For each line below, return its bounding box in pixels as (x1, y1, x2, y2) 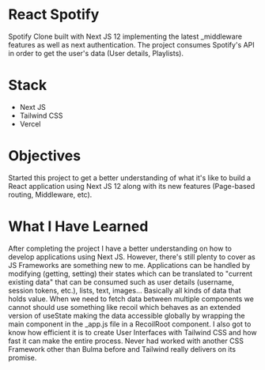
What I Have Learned (8, 217, 149, 235)
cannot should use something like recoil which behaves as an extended (8, 302, 241, 311)
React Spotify (8, 6, 100, 24)
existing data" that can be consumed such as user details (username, (8, 277, 235, 286)
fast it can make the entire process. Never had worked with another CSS (8, 336, 244, 345)
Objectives (8, 147, 81, 165)
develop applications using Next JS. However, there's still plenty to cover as (8, 251, 256, 262)
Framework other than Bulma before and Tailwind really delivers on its (8, 344, 236, 353)
